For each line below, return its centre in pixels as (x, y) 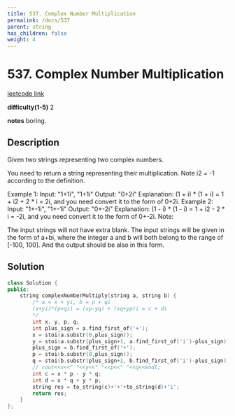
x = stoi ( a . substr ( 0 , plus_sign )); (83, 335)
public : (19, 289)
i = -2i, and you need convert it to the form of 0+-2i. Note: (91, 216)
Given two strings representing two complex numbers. (86, 159)
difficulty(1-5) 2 (31, 107)
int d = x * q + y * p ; (67, 380)
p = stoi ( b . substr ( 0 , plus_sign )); (83, 354)
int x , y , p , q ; (56, 322)
